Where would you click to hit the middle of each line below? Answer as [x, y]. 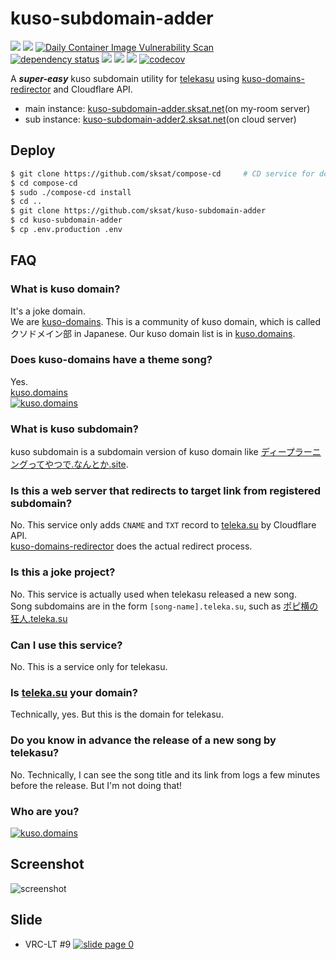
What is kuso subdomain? [74, 429]
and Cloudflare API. [93, 89]
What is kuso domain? [65, 289]
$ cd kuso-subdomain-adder [66, 220]
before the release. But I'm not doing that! [96, 785]
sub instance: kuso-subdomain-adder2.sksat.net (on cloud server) [160, 119]
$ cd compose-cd [44, 183]
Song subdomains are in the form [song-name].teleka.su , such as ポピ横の [164, 606]
